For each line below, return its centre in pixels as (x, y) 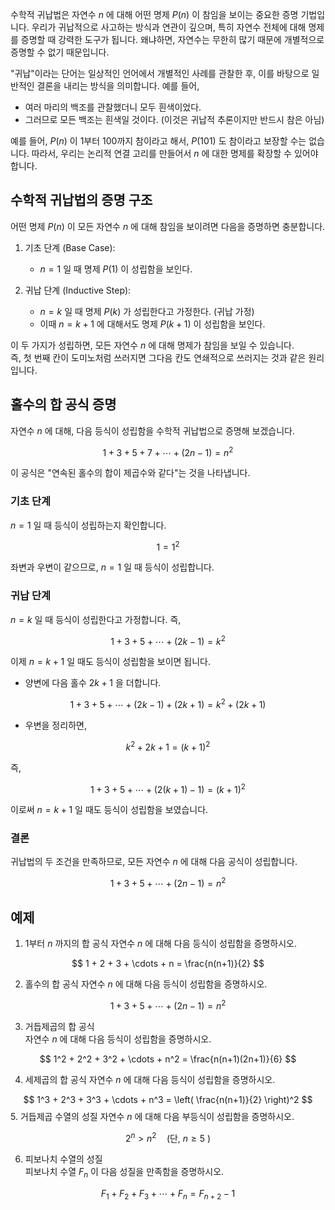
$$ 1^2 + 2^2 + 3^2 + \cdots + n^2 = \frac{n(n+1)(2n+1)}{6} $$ (168, 1059)
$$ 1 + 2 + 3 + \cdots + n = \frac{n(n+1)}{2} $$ (168, 963)
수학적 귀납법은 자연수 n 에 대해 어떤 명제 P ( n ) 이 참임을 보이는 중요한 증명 (154, 14)
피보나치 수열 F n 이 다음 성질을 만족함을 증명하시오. (124, 1173)
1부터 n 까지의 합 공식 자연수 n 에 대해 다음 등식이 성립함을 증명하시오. (160, 943)
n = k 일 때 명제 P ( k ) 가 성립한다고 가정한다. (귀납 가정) (147, 311)
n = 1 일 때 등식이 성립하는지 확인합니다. (88, 525)
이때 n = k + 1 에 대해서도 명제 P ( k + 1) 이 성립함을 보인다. (152, 324)
